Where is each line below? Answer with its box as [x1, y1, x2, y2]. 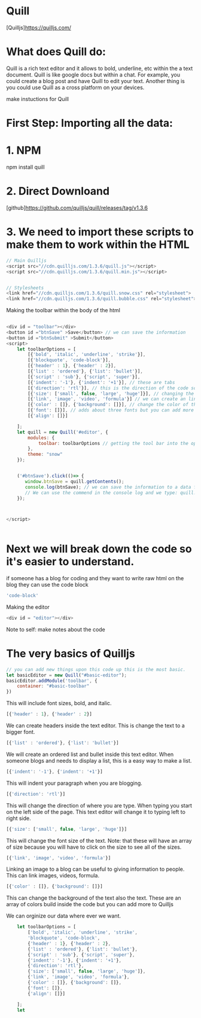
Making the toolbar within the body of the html [6, 307, 121, 314]
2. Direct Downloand [6, 184, 109, 198]
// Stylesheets [6, 285, 44, 291]
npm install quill [6, 163, 45, 170]
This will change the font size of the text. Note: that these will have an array [6, 837, 192, 844]
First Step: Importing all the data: [6, 117, 173, 130]
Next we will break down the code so [6, 542, 193, 556]
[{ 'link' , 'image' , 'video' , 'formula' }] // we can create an [28, 396, 186, 402]
